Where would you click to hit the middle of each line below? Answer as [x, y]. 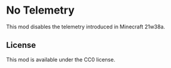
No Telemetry [40, 10]
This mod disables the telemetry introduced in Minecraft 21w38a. [85, 27]
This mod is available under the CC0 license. [61, 59]
